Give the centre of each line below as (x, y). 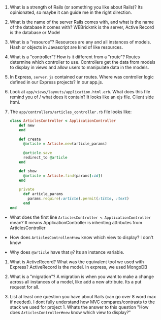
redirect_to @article (45, 158)
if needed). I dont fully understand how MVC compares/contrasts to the (82, 302)
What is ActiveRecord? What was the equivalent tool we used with (77, 262)
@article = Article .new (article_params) (65, 144)
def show (28, 171)
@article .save (37, 153)
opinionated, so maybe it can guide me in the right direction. (71, 12)
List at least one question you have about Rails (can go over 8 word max (83, 296)
